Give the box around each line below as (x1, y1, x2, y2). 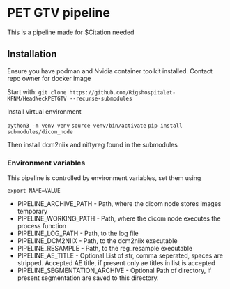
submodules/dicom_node (7, 128, 73, 135)
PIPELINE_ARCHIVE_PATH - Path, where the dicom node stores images (17, 200, 222, 208)
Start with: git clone (7, 87, 67, 96)
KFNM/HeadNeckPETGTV (7, 95, 68, 102)
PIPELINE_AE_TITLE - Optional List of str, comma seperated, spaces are (17, 251, 223, 260)
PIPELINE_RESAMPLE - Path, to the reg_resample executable (17, 244, 193, 253)
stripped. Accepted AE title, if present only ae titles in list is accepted (17, 259, 215, 267)
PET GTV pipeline (7, 5, 110, 21)
